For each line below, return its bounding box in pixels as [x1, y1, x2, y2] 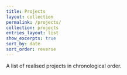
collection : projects [6, 24, 59, 31]
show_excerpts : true [6, 35, 57, 41]
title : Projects [6, 8, 46, 15]
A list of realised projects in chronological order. [6, 62, 122, 69]
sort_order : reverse [6, 47, 57, 52]
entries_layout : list [6, 30, 59, 36]
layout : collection [6, 14, 54, 20]
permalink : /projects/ [6, 19, 61, 25]
